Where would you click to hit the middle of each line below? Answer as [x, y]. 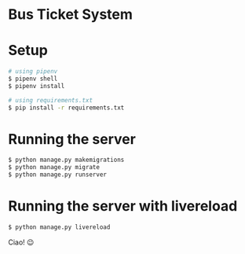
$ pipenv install [37, 86]
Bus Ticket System [71, 15]
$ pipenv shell [33, 79]
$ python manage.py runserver [58, 175]
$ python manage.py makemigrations [66, 160]
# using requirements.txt [50, 100]
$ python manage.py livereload [59, 227]
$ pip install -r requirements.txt [66, 108]
